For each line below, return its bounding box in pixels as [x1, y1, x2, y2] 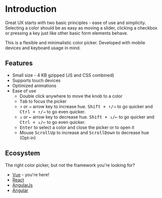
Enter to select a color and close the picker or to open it [19, 124, 135, 130]
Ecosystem [5, 149, 40, 158]
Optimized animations [12, 83, 56, 88]
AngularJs [12, 182, 33, 188]
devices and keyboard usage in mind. [5, 45, 81, 51]
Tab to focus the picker [19, 98, 67, 104]
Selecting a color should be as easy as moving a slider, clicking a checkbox [5, 25, 158, 30]
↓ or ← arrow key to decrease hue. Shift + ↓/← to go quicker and [19, 114, 155, 120]
